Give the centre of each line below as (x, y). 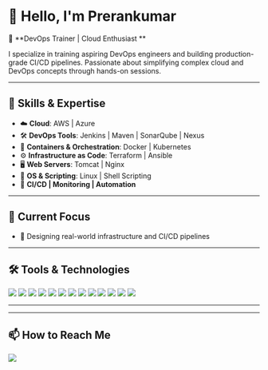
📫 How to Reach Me (59, 335)
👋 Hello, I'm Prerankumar (93, 16)
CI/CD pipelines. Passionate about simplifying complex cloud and (136, 62)
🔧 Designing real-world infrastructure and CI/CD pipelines (114, 236)
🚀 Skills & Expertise (57, 103)
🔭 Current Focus (49, 217)
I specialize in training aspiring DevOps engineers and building (111, 54)
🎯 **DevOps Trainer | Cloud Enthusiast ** (77, 38)
